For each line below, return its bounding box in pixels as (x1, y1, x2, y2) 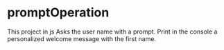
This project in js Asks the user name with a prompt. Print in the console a (7, 27, 218, 36)
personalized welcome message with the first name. (7, 34, 157, 42)
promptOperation (7, 5, 110, 21)
